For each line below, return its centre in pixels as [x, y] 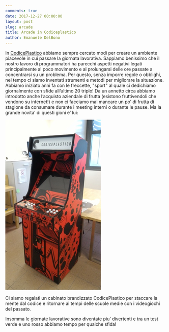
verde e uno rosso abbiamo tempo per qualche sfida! [61, 324]
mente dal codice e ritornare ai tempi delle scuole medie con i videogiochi [83, 303]
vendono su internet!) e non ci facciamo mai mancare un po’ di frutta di [80, 102]
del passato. [18, 309]
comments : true [21, 11]
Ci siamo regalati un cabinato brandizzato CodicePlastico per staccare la [81, 298]
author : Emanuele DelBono [33, 38]
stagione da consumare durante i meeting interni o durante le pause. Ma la [83, 107]
